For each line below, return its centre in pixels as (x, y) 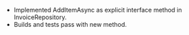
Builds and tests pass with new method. (70, 24)
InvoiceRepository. (40, 17)
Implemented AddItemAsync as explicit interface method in (98, 10)
